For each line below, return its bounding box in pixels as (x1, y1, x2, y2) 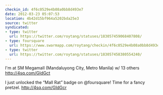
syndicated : (5, 25, 29, 30)
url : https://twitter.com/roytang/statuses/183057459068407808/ (9, 34, 142, 39)
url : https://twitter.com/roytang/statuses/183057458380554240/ (9, 52, 142, 57)
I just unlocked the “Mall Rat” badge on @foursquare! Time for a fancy (5, 80, 146, 85)
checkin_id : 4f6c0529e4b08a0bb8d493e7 (5, 7, 83, 12)
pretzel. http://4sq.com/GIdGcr (5, 85, 67, 91)
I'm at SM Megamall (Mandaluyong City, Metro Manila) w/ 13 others (5, 65, 140, 71)
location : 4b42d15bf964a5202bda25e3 (5, 16, 79, 21)
